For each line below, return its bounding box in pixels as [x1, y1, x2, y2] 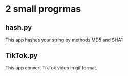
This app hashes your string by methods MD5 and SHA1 [5, 36, 123, 43]
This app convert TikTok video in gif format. [5, 64, 97, 71]
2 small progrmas [5, 3, 81, 15]
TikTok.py [5, 51, 38, 60]
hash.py [5, 23, 32, 32]
